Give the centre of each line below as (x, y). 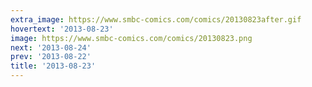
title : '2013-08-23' (53, 66)
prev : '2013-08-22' (51, 57)
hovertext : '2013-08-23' (62, 29)
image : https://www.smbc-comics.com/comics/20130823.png (131, 38)
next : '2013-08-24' (51, 47)
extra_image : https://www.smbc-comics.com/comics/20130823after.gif (156, 19)
